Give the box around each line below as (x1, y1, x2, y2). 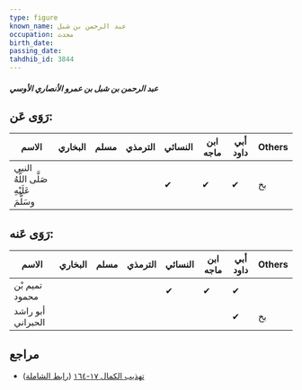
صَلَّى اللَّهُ (13, 173, 48, 185)
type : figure (9, 13, 58, 22)
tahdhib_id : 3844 (9, 55, 75, 64)
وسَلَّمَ (13, 195, 36, 208)
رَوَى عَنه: (9, 226, 54, 241)
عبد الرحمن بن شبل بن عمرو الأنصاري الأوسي (9, 83, 159, 93)
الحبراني (13, 316, 46, 329)
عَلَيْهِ (13, 184, 31, 197)
